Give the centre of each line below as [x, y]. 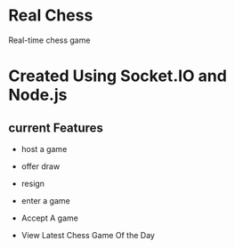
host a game [44, 149]
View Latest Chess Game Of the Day [88, 235]
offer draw [41, 166]
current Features [56, 128]
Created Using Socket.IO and [118, 76]
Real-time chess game [49, 40]
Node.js [38, 95]
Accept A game [50, 218]
